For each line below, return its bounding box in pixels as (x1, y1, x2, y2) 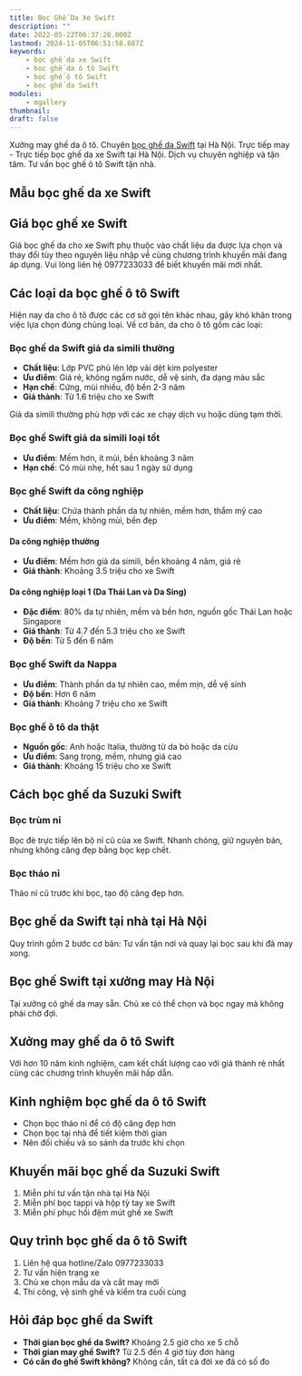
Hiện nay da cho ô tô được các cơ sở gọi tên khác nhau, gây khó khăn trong (9, 310, 292, 320)
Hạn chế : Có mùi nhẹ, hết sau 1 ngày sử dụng (22, 462, 193, 473)
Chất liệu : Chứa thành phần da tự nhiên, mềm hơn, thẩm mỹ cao (22, 506, 263, 516)
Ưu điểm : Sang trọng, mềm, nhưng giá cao (22, 751, 182, 762)
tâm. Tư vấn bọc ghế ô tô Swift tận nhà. (9, 159, 157, 170)
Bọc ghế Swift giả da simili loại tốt (9, 432, 161, 445)
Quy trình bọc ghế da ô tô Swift (9, 1233, 188, 1249)
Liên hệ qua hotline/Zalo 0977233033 (22, 1257, 164, 1268)
